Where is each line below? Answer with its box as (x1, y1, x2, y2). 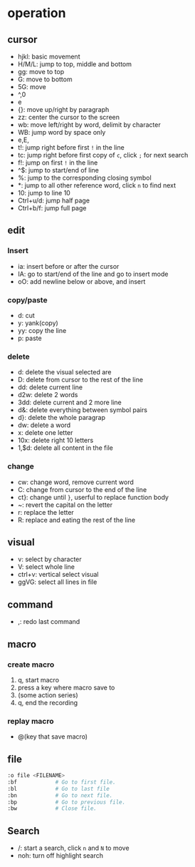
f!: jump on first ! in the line (17, 158, 98, 167)
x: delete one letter (17, 429, 73, 437)
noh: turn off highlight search (17, 851, 103, 860)
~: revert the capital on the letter (17, 501, 113, 509)
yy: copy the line (17, 326, 67, 334)
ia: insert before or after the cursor (17, 262, 120, 270)
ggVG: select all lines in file (17, 578, 97, 586)
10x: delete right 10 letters (17, 436, 94, 445)
